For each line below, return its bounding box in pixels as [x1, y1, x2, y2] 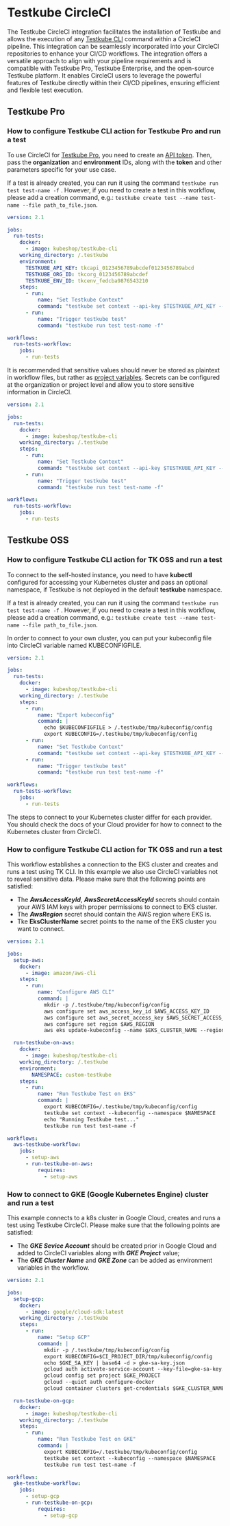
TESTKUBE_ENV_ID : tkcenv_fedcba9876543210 [25, 277, 149, 284]
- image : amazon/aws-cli [25, 969, 97, 976]
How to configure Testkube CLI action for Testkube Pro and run [7, 126, 221, 136]
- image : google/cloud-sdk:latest [25, 1308, 125, 1315]
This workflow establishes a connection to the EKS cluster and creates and [7, 860, 218, 868]
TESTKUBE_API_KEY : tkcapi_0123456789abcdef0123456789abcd [25, 265, 194, 271]
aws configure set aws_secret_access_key [43, 1014, 164, 1021]
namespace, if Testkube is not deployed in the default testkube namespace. [7, 585, 222, 594]
